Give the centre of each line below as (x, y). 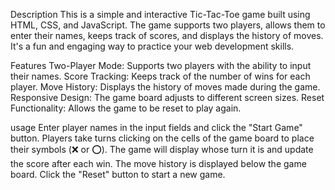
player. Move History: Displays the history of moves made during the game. (165, 87)
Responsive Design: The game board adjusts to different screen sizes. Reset (167, 97)
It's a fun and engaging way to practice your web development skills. (152, 46)
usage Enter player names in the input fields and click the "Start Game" (156, 127)
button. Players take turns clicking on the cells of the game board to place (162, 138)
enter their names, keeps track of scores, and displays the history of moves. (167, 35)
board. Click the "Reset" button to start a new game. (118, 174)
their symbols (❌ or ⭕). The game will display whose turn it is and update (162, 149)
